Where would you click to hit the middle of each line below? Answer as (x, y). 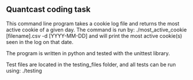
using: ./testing (24, 70)
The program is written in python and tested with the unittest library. (88, 53)
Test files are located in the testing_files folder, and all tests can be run (91, 64)
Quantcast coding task (48, 10)
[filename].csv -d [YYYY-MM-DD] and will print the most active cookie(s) (94, 36)
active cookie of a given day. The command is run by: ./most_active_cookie (96, 30)
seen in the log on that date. (40, 42)
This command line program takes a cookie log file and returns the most (93, 23)
